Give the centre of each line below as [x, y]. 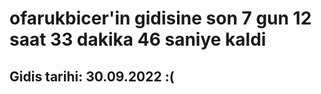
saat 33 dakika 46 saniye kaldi [138, 39]
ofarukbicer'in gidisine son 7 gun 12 [160, 18]
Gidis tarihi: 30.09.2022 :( [92, 76]
